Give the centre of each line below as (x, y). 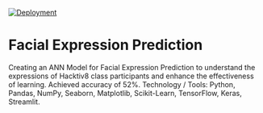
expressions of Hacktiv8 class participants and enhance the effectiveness (131, 76)
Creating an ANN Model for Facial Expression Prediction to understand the (132, 67)
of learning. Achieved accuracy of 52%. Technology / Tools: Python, (122, 84)
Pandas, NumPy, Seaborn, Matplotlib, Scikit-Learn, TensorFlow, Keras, (125, 93)
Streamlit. (24, 102)
